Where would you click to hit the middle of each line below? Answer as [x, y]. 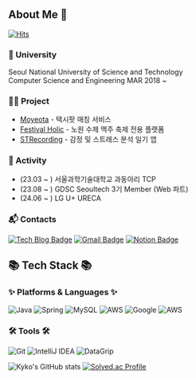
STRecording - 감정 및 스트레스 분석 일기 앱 [88, 140]
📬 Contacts [33, 219]
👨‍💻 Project [29, 101]
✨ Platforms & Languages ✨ [63, 292]
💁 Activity [27, 160]
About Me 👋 [38, 15]
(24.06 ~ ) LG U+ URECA [61, 198]
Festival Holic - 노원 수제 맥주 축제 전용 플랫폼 [92, 129]
